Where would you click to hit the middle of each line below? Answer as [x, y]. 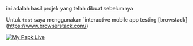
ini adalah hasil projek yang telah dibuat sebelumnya [70, 8]
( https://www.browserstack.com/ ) [47, 26]
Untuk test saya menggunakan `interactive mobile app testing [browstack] [97, 20]
